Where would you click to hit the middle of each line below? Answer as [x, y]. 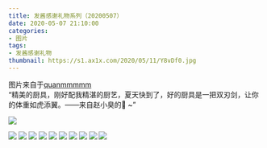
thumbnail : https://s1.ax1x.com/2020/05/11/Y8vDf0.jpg [102, 61]
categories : [28, 31]
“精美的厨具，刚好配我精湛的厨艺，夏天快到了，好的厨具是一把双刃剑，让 [130, 94]
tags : [17, 46]
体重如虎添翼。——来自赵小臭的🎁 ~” [75, 105]
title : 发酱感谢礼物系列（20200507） [66, 16]
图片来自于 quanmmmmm [50, 84]
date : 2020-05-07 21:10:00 [54, 23]
